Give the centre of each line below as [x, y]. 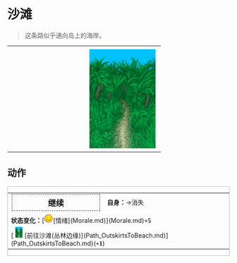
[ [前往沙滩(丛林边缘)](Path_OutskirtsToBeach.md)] [90, 235]
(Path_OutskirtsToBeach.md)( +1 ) [58, 243]
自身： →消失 [126, 202]
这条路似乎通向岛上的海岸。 [65, 35]
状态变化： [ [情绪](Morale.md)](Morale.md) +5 [81, 220]
